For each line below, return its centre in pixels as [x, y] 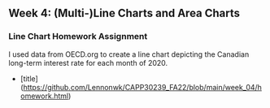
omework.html [44, 96]
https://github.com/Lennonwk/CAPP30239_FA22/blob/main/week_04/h [143, 87]
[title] [29, 78]
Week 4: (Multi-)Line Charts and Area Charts [124, 13]
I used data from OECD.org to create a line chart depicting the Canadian [129, 54]
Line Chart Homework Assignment [78, 37]
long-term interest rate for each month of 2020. [88, 63]
